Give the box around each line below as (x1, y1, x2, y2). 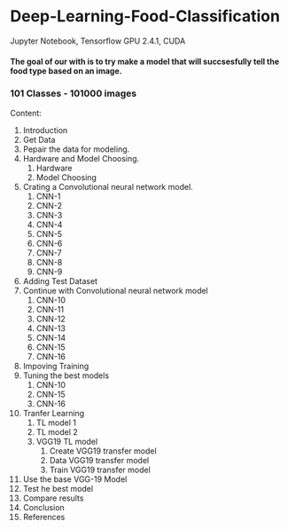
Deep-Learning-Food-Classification (10, 6, 280, 27)
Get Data (22, 134, 56, 145)
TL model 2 (35, 426, 78, 437)
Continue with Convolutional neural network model (22, 285, 209, 296)
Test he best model (22, 483, 94, 493)
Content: (10, 107, 43, 118)
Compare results (22, 493, 84, 503)
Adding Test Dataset (22, 275, 98, 286)
